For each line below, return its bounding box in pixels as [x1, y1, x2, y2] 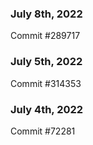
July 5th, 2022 [10, 55, 83, 69]
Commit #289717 [10, 30, 81, 42]
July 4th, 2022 [10, 102, 84, 116]
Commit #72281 [10, 125, 76, 137]
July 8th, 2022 [10, 7, 83, 21]
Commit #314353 [10, 77, 82, 89]
